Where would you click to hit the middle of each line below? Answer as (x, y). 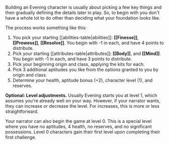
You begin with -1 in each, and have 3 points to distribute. (72, 59)
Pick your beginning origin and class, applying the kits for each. (78, 64)
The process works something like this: (46, 28)
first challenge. (21, 137)
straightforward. (22, 111)
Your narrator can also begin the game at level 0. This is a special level (78, 121)
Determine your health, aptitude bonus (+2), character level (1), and (82, 80)
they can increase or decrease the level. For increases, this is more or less (82, 106)
